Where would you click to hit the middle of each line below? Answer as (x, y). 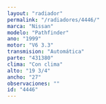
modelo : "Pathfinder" (38, 32)
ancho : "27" (24, 77)
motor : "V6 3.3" (30, 45)
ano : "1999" (24, 39)
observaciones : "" (33, 83)
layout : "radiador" (35, 13)
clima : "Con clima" (35, 64)
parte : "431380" (30, 58)
